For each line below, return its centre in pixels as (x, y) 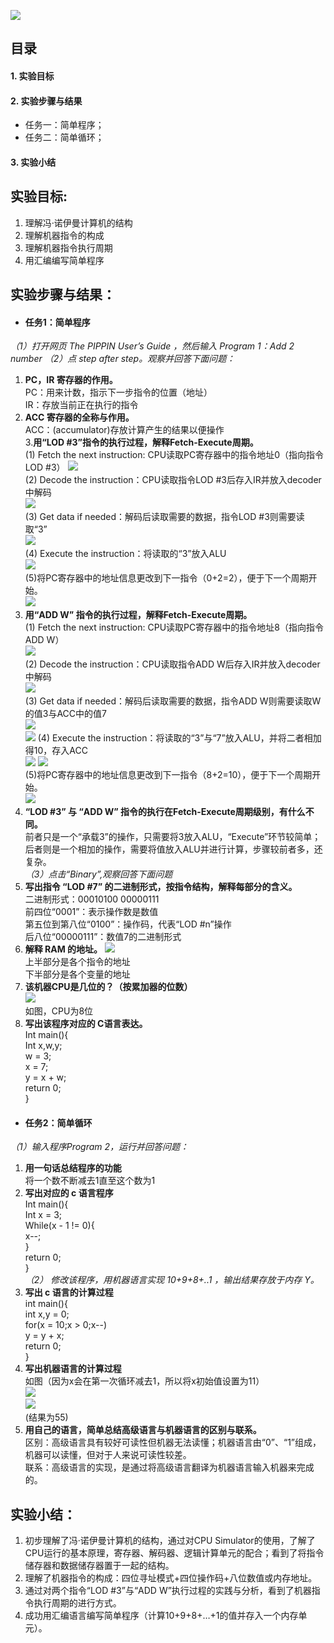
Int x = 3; (43, 1215)
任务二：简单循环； (64, 137)
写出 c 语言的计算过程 (69, 1292)
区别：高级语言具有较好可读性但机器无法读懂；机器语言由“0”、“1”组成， (173, 1442)
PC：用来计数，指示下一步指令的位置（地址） (118, 392)
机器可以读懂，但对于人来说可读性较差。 (108, 1455)
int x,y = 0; (47, 1314)
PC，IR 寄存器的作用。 (71, 380)
